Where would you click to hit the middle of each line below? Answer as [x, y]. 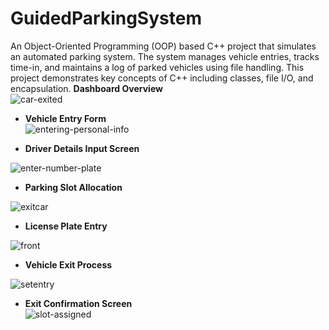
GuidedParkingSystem [106, 18]
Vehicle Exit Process [68, 264]
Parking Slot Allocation [73, 187]
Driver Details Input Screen [82, 148]
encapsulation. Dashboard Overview [86, 88]
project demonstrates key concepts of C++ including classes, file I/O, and [162, 78]
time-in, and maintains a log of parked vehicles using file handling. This [157, 67]
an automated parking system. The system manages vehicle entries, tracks [165, 56]
